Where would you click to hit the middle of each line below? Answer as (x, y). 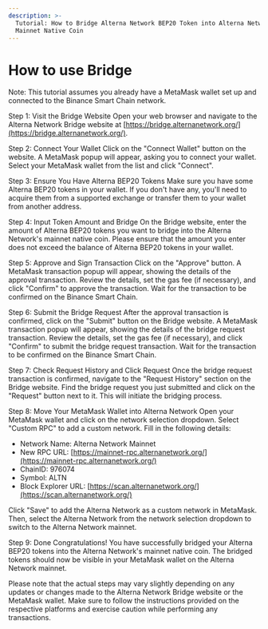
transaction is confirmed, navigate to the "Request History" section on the (130, 379)
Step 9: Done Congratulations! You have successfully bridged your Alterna (130, 543)
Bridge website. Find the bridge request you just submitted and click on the (132, 388)
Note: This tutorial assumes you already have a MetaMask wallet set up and (132, 92)
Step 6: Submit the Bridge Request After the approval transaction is (118, 313)
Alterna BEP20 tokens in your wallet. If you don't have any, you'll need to (128, 189)
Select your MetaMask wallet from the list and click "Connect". (111, 165)
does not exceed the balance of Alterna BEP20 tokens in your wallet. (121, 248)
